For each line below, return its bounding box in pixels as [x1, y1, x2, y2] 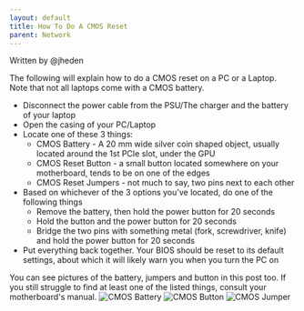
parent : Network [9, 30, 71, 39]
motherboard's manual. [9, 292, 97, 303]
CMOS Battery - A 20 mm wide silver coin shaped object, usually [35, 138, 280, 150]
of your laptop [22, 110, 76, 121]
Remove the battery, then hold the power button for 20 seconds [35, 206, 276, 217]
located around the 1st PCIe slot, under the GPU [35, 148, 216, 159]
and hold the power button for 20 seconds [35, 236, 196, 246]
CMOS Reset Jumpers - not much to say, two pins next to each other [35, 177, 295, 188]
